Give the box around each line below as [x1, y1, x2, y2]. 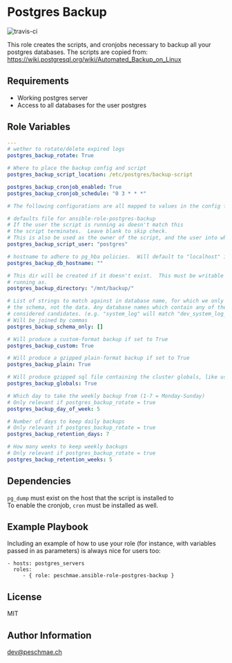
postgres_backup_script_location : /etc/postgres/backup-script [7, 171, 193, 179]
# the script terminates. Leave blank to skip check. [7, 228, 168, 235]
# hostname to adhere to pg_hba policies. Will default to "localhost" [7, 253, 221, 260]
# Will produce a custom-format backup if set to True [7, 336, 168, 343]
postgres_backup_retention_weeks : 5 [7, 456, 113, 463]
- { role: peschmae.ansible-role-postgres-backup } [22, 572, 175, 579]
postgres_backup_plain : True [7, 361, 91, 368]
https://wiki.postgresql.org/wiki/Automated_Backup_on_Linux [7, 55, 182, 63]
